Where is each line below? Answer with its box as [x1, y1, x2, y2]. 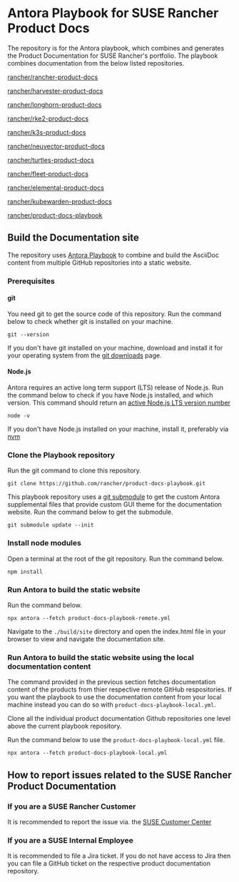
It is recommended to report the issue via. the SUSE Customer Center [7, 817, 212, 826]
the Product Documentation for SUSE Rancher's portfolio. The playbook [7, 51, 218, 60]
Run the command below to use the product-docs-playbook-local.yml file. [7, 736, 225, 744]
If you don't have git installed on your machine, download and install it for [7, 343, 223, 352]
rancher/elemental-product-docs [7, 183, 105, 192]
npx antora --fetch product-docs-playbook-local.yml [7, 749, 168, 757]
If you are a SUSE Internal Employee [7, 835, 134, 845]
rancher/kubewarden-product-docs [7, 197, 112, 206]
